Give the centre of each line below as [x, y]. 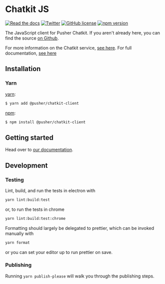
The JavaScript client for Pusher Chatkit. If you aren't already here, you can [83, 33]
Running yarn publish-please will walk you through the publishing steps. [80, 276]
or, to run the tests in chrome [35, 209]
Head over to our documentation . [39, 150]
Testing [14, 180]
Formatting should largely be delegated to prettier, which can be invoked [80, 228]
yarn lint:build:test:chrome [35, 218]
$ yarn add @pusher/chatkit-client [42, 103]
